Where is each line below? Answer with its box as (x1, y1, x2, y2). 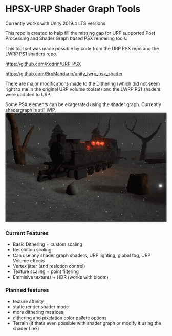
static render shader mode (12, 304, 69, 310)
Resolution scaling (12, 246, 52, 253)
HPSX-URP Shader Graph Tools (5, 3, 141, 15)
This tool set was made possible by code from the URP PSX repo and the (5, 45, 159, 51)
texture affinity (12, 298, 44, 305)
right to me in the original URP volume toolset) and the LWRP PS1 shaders (5, 86, 161, 92)
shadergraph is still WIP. (5, 107, 56, 113)
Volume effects (12, 257, 45, 264)
